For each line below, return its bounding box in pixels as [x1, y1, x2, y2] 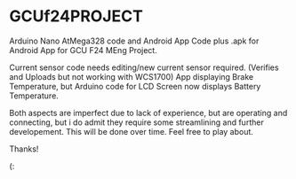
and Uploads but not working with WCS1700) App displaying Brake [9, 71, 254, 82]
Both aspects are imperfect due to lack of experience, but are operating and [9, 107, 288, 118]
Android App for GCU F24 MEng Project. [9, 44, 157, 55]
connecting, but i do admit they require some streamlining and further [9, 117, 264, 128]
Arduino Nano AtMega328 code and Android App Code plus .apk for [9, 35, 260, 46]
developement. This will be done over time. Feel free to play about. [9, 126, 253, 136]
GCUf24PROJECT [9, 6, 144, 27]
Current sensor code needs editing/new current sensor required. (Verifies [9, 62, 279, 73]
